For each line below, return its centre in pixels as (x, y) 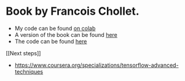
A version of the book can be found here (66, 34)
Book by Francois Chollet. (73, 11)
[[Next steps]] (23, 53)
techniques (29, 71)
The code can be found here (51, 41)
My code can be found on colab (55, 28)
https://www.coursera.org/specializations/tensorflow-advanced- (96, 65)
